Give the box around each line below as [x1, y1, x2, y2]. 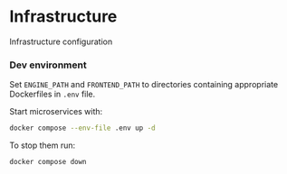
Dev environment [9, 59, 88, 71]
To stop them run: [9, 140, 76, 151]
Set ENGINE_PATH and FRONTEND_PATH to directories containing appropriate [9, 79, 279, 90]
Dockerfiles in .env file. [9, 88, 96, 100]
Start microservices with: [9, 106, 103, 117]
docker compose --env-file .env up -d [9, 124, 156, 133]
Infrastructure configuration [9, 36, 113, 47]
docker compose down [9, 158, 88, 167]
